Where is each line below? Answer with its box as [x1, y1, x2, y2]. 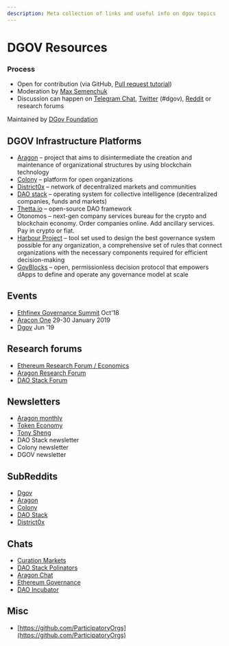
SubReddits [7, 471, 58, 482]
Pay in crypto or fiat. [16, 226, 75, 235]
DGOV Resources [7, 39, 108, 55]
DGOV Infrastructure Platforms [7, 135, 142, 147]
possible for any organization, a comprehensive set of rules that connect [16, 241, 223, 249]
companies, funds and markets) [16, 197, 108, 205]
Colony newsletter [16, 443, 69, 451]
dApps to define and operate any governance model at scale [16, 270, 189, 279]
